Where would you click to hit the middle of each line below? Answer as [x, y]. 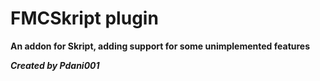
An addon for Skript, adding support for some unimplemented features [160, 46]
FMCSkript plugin [84, 18]
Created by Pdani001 [55, 65]
